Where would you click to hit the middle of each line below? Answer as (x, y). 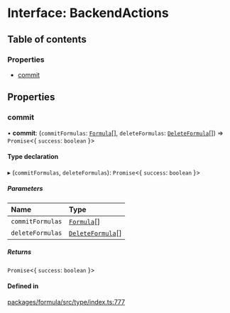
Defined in (23, 286)
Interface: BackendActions (88, 13)
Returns (20, 252)
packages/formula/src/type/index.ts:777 (66, 302)
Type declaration (33, 157)
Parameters (25, 189)
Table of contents (47, 39)
